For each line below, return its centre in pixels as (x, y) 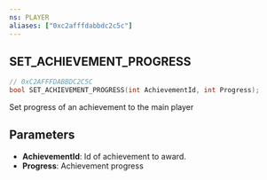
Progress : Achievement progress (82, 166)
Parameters (42, 135)
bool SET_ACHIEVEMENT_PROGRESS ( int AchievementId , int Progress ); (134, 90)
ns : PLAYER (29, 17)
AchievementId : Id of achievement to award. (104, 156)
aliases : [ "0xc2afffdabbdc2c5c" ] (71, 26)
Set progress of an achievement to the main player (102, 107)
